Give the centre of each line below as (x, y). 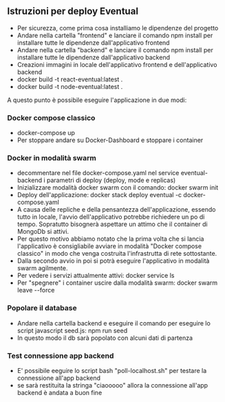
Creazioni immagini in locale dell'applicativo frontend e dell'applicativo (117, 64)
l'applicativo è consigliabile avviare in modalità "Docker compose (109, 246)
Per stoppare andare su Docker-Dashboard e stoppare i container (110, 140)
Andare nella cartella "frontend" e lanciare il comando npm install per (115, 35)
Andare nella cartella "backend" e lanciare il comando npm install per (115, 50)
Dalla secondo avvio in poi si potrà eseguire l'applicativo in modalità (113, 261)
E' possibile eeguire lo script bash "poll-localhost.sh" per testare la (112, 371)
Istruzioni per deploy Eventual (73, 11)
